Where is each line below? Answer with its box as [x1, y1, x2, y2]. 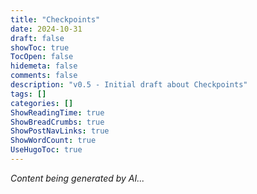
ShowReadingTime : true [10, 107, 105, 118]
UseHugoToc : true [10, 145, 83, 155]
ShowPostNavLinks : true [10, 126, 110, 136]
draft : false [10, 33, 65, 43]
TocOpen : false [10, 52, 74, 62]
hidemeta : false [10, 61, 78, 71]
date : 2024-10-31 [10, 24, 83, 34]
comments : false [10, 71, 78, 81]
